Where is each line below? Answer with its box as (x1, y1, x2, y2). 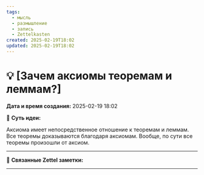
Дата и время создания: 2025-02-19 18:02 (6, 102, 118, 109)
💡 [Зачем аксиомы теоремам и (6, 69, 172, 83)
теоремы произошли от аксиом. (6, 139, 90, 146)
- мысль (12, 15, 32, 21)
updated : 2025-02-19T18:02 (6, 43, 75, 49)
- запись (12, 26, 34, 32)
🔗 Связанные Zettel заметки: (6, 156, 84, 163)
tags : (6, 9, 20, 15)
